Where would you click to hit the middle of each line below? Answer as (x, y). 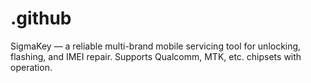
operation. (31, 67)
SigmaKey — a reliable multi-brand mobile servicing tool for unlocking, (156, 46)
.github (41, 18)
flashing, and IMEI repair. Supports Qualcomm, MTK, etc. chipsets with (156, 56)
